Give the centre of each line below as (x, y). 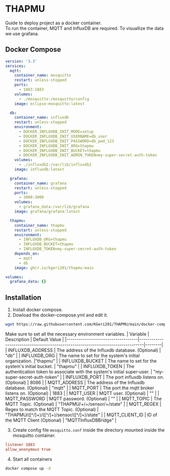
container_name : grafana (40, 183)
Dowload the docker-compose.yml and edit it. (60, 315)
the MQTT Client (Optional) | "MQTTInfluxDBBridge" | (61, 420)
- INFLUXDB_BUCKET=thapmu (46, 244)
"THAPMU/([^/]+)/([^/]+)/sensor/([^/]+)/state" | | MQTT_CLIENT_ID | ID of (81, 415)
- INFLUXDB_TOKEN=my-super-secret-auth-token (67, 249)
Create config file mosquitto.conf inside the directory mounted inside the (89, 430)
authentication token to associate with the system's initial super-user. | (79, 372)
